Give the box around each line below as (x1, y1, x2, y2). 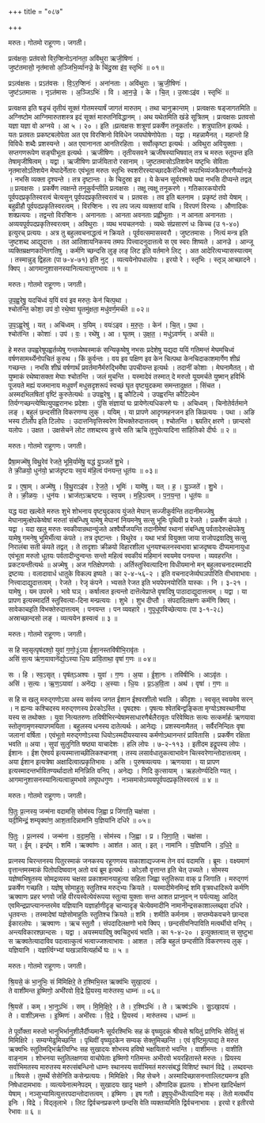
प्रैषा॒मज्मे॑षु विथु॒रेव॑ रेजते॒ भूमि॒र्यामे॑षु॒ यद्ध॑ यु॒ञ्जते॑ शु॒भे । (8, 457, 131, 466)
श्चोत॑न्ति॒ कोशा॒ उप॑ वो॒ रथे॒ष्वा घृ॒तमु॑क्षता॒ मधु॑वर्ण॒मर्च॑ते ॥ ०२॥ (8, 304, 150, 314)
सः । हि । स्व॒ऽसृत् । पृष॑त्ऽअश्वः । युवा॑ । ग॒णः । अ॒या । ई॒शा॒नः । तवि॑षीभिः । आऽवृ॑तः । (8, 670, 228, 679)
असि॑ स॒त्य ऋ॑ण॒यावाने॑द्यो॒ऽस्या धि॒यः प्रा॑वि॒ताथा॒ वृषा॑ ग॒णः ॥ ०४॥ (8, 654, 157, 663)
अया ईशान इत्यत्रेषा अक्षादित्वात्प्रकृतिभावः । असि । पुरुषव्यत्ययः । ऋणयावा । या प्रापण (8, 757, 220, 766)
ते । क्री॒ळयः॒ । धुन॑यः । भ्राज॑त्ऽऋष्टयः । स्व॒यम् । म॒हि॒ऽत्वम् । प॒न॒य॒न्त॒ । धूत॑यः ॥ (8, 491, 209, 500)
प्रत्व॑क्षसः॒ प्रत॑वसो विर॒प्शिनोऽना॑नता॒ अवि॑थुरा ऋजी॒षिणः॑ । (8, 54, 140, 63)
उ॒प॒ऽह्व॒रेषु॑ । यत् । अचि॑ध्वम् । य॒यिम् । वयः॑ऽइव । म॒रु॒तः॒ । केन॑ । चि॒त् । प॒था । (8, 320, 205, 330)
